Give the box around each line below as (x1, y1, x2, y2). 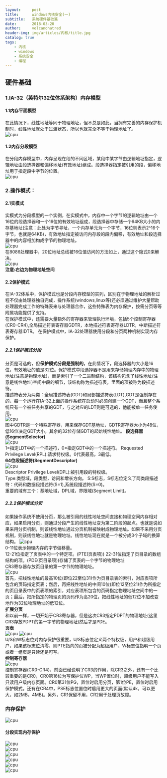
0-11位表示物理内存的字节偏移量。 (5, 545, 75, 551)
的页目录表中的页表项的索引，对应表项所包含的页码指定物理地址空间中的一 (5, 587, 158, 594)
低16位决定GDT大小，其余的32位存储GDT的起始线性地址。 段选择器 (5, 428, 143, 434)
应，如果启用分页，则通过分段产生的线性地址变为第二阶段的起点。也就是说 (5, 520, 158, 526)
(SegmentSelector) (5, 434, 46, 440)
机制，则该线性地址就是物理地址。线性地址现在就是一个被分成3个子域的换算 (5, 532, 161, 538)
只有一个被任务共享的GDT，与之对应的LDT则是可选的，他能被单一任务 (9, 404, 153, 410)
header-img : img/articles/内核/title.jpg (5, 30, 91, 35)
